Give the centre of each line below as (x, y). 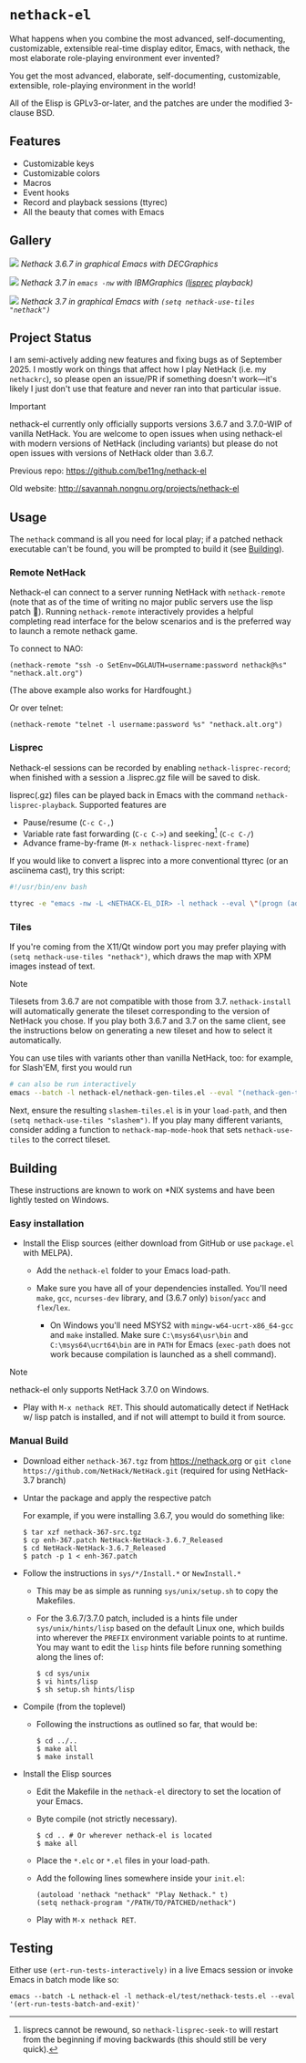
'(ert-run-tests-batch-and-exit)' (75, 2005)
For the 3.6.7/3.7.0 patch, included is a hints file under (137, 1618)
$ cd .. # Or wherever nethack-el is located (124, 1835)
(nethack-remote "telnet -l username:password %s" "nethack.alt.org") (146, 725)
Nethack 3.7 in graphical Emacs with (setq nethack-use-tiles (138, 301)
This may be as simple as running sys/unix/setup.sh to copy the (157, 1591)
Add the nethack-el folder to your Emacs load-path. (133, 1270)
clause (22, 112)
